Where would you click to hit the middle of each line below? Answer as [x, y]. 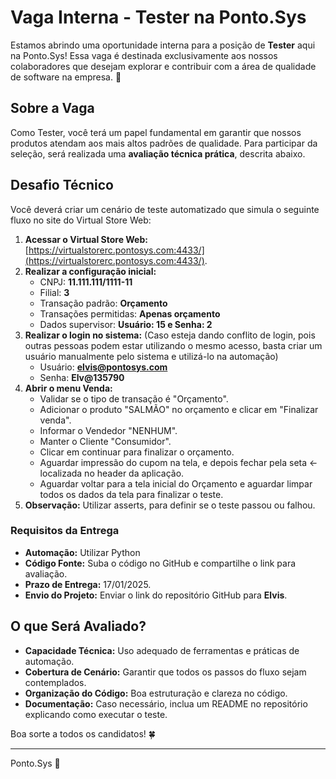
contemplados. [55, 682]
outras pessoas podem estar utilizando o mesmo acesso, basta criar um [173, 345]
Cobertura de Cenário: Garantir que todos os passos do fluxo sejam [165, 672]
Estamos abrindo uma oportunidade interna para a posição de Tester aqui [163, 45]
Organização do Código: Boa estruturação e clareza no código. [156, 693]
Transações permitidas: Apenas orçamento [130, 313]
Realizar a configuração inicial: [90, 271]
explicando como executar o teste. [96, 714]
